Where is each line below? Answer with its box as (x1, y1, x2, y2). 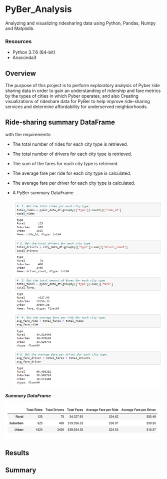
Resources (5, 38, 32, 45)
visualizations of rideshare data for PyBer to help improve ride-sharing (5, 99, 150, 105)
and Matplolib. (5, 25, 35, 31)
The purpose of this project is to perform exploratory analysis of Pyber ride (5, 83, 160, 89)
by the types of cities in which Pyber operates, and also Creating (5, 93, 139, 99)
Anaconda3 (12, 55, 36, 61)
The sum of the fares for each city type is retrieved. (12, 160, 119, 166)
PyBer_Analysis (5, 4, 72, 15)
